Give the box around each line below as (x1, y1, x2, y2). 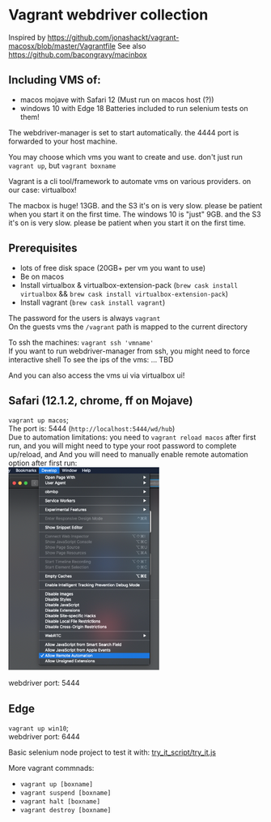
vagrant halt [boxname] (19, 798, 101, 806)
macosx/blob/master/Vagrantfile (8, 41, 116, 50)
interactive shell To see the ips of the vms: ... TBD (8, 354, 174, 364)
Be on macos (19, 272, 65, 281)
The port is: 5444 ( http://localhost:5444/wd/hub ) (8, 424, 176, 434)
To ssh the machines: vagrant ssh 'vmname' (8, 337, 155, 347)
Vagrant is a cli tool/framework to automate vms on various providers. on (8, 176, 252, 186)
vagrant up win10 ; (8, 723, 69, 733)
